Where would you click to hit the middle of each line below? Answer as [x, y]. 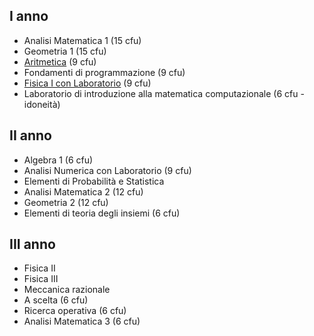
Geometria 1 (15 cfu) [65, 51]
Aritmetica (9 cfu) [60, 61]
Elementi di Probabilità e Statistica [94, 181]
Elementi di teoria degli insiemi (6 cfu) [102, 213]
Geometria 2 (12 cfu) [66, 202]
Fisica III [41, 279]
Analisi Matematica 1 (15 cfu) [82, 40]
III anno [32, 244]
